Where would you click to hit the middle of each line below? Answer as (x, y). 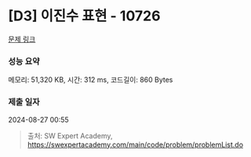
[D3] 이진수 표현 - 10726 (84, 16)
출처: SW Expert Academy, (70, 136)
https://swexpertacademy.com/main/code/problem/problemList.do (135, 145)
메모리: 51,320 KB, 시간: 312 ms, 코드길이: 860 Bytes (91, 80)
